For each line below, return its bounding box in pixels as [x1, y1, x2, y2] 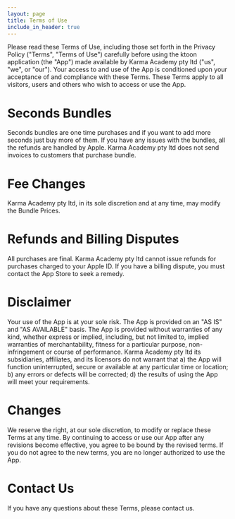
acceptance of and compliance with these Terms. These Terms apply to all [7, 73, 224, 81]
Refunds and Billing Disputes [7, 231, 179, 247]
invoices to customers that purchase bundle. [7, 151, 136, 160]
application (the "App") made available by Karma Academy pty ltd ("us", [7, 58, 216, 66]
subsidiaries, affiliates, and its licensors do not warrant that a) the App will [7, 355, 222, 364]
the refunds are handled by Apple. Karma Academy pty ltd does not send [7, 143, 220, 152]
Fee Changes [7, 176, 86, 191]
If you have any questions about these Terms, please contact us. [7, 504, 195, 512]
